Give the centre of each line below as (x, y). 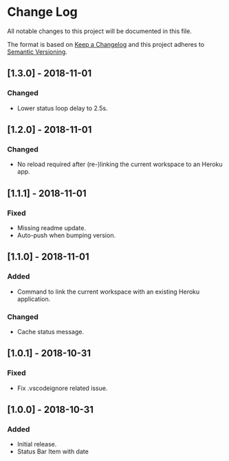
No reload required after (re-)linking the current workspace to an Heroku (120, 164)
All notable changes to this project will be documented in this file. (100, 31)
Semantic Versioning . (37, 52)
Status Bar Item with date (53, 451)
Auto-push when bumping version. (66, 235)
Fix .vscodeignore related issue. (62, 388)
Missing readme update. (51, 228)
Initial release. (37, 444)
